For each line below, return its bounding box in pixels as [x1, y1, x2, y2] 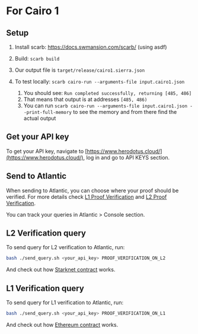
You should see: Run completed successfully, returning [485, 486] [23, 90, 192, 96]
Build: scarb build [14, 55, 60, 62]
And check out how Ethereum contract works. [6, 322, 119, 328]
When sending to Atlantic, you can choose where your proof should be [6, 187, 179, 194]
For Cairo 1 [6, 4, 59, 18]
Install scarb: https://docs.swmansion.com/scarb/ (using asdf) [14, 43, 167, 50]
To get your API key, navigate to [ [6, 147, 87, 155]
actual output [23, 114, 56, 122]
